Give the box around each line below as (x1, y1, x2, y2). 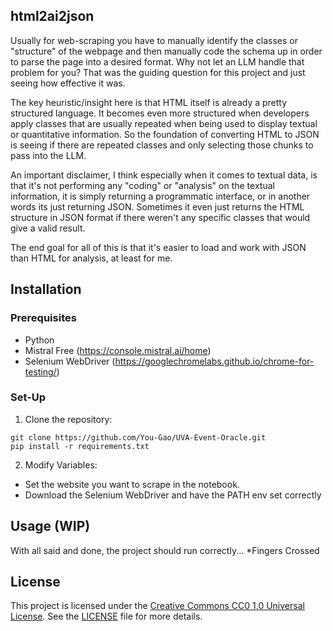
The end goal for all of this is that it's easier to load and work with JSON (10, 241, 307, 253)
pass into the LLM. (10, 149, 87, 161)
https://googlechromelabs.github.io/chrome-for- (114, 355, 315, 367)
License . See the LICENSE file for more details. (10, 610, 203, 623)
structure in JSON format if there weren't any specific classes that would (10, 211, 311, 223)
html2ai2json (10, 8, 95, 25)
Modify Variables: (24, 459, 98, 471)
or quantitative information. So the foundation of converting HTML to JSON (10, 128, 320, 140)
